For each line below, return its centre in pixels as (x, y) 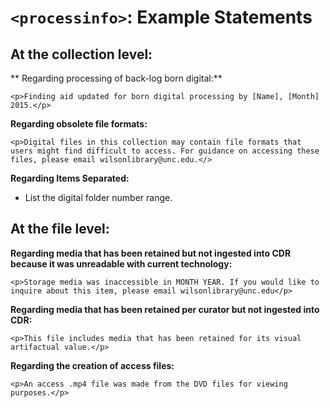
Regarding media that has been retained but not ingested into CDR (151, 253)
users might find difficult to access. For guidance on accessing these (165, 151)
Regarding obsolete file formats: (79, 124)
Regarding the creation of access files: (92, 365)
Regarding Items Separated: (70, 178)
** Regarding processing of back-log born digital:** (116, 78)
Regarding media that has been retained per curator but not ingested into (165, 309)
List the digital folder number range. (98, 197)
